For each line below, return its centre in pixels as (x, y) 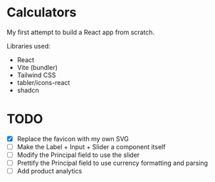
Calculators (42, 12)
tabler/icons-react (43, 82)
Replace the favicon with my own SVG (73, 138)
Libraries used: (28, 46)
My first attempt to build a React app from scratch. (80, 32)
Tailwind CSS (36, 75)
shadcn (28, 90)
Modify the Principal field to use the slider (78, 155)
